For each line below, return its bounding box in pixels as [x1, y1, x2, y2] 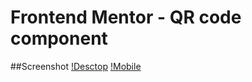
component [10, 27, 108, 50]
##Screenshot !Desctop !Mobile [10, 60, 142, 72]
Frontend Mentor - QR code [10, 6, 242, 29]
